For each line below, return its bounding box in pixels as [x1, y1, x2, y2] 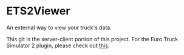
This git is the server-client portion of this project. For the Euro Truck [6, 35, 178, 42]
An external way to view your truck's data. [6, 24, 112, 31]
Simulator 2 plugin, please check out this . [6, 42, 110, 49]
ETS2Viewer [6, 4, 70, 18]
